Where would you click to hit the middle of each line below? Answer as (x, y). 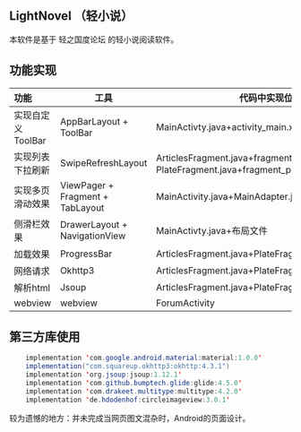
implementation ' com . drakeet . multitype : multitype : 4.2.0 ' (134, 391)
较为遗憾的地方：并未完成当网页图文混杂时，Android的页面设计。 (130, 418)
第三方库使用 (45, 337)
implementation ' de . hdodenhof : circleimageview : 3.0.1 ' (128, 400)
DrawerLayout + (94, 224)
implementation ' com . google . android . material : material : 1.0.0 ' (144, 358)
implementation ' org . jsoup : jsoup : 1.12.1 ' (103, 375)
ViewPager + (87, 185)
